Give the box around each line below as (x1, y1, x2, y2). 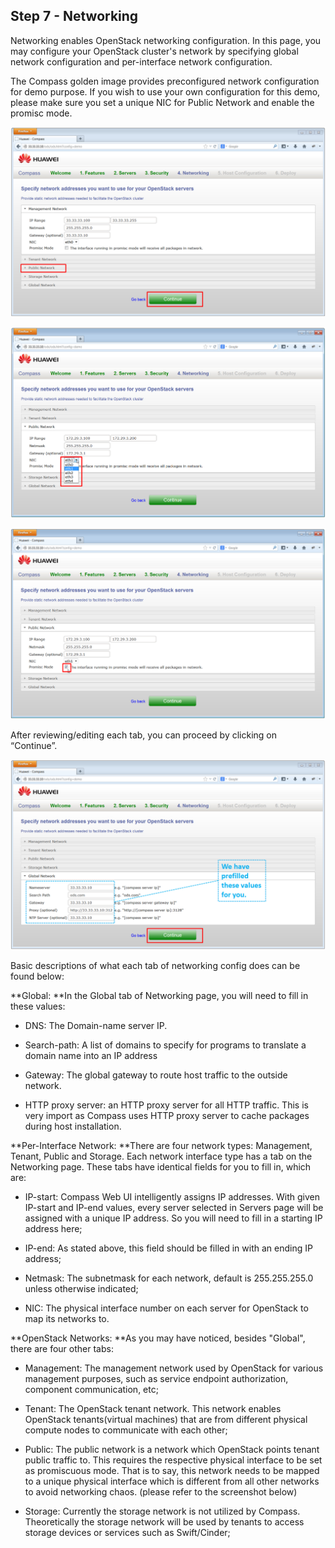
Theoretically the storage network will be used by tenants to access (24, 1515, 305, 1528)
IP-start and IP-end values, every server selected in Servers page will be (24, 1201, 324, 1213)
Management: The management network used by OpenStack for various (24, 1362, 324, 1374)
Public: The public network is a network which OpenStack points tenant (24, 1443, 320, 1455)
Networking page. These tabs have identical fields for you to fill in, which (10, 1160, 312, 1173)
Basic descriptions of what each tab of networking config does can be (10, 959, 301, 971)
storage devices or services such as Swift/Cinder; (24, 1526, 231, 1538)
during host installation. (24, 1120, 122, 1132)
